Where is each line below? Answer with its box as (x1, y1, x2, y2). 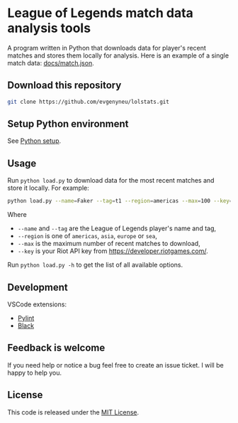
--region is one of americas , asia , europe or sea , (17, 232, 157, 240)
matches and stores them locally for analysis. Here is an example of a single (7, 51, 229, 60)
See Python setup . (7, 136, 62, 145)
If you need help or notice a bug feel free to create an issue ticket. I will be (7, 360, 225, 369)
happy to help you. (7, 368, 62, 377)
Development (7, 281, 69, 293)
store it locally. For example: (7, 183, 90, 193)
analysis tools (7, 20, 91, 36)
